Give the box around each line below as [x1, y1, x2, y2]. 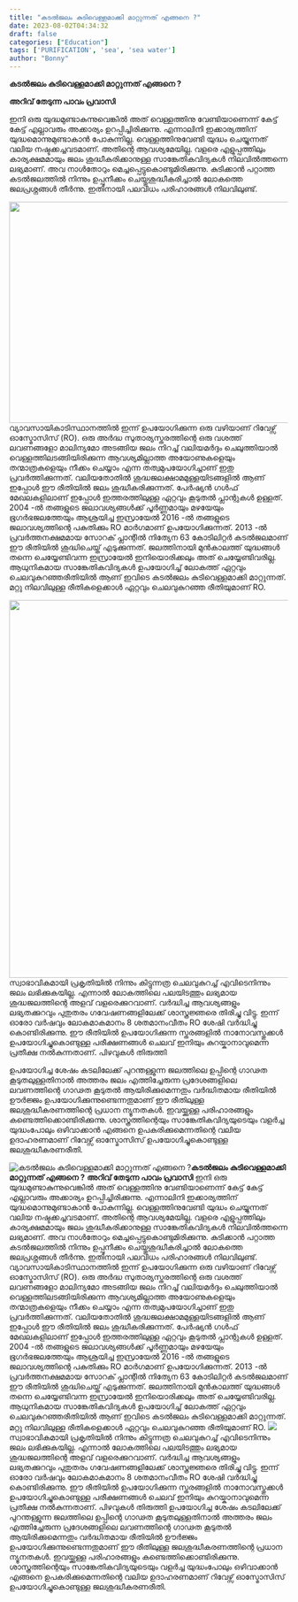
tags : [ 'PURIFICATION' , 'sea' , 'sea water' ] [9, 46, 176, 55]
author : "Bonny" [9, 54, 69, 63]
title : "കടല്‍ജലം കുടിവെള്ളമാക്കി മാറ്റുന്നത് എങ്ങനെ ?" [9, 12, 202, 22]
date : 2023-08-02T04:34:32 [9, 21, 109, 30]
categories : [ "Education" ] [9, 37, 109, 47]
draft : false [9, 29, 57, 38]
